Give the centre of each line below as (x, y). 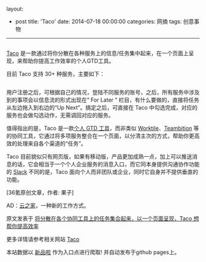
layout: (15, 9)
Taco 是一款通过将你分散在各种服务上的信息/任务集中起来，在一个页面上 (97, 53)
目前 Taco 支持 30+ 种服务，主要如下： (56, 74)
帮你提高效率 (22, 226)
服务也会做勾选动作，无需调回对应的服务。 (60, 115)
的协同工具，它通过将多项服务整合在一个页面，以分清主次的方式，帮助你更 (100, 136)
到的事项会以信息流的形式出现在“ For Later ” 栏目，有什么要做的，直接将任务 (103, 100)
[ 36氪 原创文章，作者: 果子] (40, 193)
